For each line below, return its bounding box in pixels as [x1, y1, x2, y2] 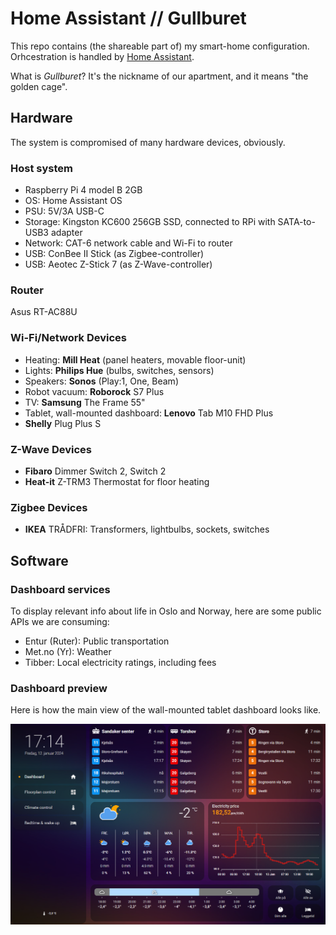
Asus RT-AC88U [10, 306, 78, 318]
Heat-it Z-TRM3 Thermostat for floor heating [24, 475, 210, 487]
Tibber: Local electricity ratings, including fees [24, 656, 217, 668]
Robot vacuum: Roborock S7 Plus [24, 385, 165, 397]
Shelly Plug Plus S [24, 417, 102, 429]
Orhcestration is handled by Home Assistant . [10, 50, 195, 62]
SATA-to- [277, 216, 316, 228]
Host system [10, 161, 73, 175]
